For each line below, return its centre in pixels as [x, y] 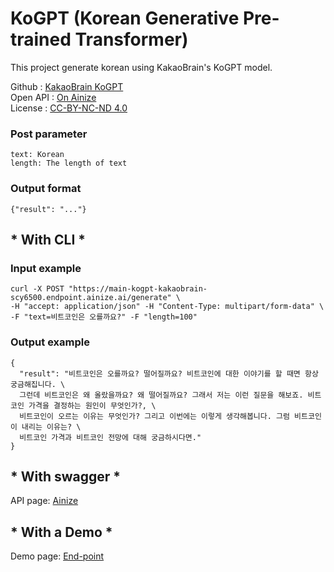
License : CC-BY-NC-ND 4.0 [69, 108]
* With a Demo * [61, 532]
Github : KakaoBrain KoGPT [67, 86]
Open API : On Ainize [53, 97]
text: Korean [37, 155]
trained [41, 39]
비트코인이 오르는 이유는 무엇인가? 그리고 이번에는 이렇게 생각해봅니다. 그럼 [154, 416]
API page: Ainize [44, 501]
